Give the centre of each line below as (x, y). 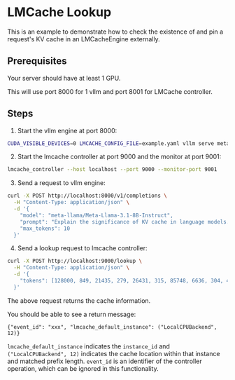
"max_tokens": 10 (45, 229)
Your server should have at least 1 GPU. (64, 78)
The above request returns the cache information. (79, 300)
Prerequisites (37, 61)
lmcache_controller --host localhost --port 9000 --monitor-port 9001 (112, 170)
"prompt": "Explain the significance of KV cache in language (112, 222)
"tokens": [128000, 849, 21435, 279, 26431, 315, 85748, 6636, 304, (122, 281)
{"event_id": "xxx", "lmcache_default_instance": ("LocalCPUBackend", (112, 327)
